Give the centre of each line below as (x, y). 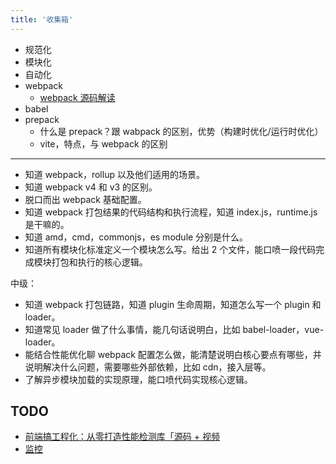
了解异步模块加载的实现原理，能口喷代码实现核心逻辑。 (138, 379)
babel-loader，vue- (283, 329)
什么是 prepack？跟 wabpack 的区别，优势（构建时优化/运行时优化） (181, 131)
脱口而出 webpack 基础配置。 (85, 199)
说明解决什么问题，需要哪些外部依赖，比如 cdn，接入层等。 (148, 367)
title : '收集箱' (42, 19)
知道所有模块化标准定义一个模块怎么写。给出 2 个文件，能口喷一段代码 (170, 249)
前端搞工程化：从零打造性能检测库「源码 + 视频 (122, 437)
